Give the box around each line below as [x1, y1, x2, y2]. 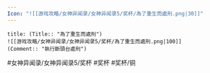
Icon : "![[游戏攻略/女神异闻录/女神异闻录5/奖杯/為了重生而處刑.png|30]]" [7, 10, 204, 17]
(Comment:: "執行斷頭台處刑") [7, 45, 87, 52]
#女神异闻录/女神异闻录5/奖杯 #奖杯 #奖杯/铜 [7, 58, 136, 67]
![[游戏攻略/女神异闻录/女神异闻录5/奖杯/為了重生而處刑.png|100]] [7, 38, 182, 45]
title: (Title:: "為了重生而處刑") [7, 31, 103, 38]
